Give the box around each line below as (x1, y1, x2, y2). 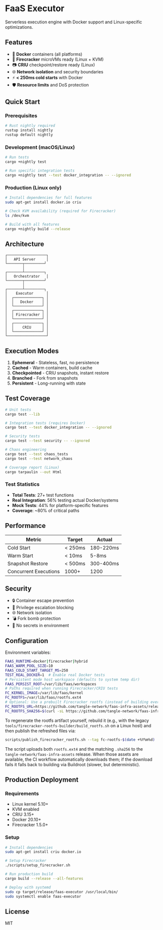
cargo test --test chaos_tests (5, 452, 68, 456)
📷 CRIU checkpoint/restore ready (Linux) (12, 62, 95, 68)
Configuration (5, 636, 49, 645)
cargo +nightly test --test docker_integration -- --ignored (5, 173, 131, 177)
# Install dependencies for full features (5, 195, 92, 200)
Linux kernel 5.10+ (12, 801, 49, 807)
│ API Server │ (5, 257, 49, 262)
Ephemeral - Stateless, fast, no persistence (12, 360, 99, 366)
